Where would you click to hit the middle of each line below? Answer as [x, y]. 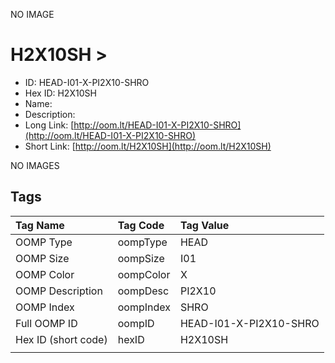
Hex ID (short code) [61, 339]
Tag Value [204, 225]
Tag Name [40, 225]
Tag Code [141, 225]
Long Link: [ [49, 125]
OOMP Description [59, 291]
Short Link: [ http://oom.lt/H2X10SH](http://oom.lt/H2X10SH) [148, 146]
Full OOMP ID [46, 323]
